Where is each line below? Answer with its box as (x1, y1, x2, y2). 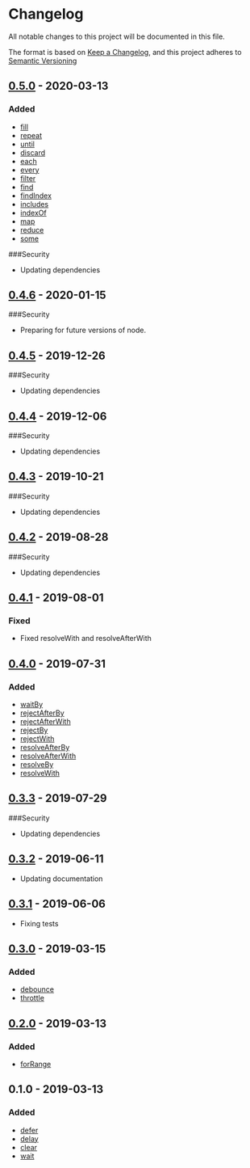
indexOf (19, 208, 47, 217)
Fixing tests (19, 918, 59, 928)
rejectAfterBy (19, 708, 65, 718)
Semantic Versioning (8, 56, 77, 65)
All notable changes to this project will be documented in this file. (8, 32, 226, 41)
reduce (19, 225, 44, 234)
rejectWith (19, 734, 55, 744)
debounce (19, 985, 55, 994)
